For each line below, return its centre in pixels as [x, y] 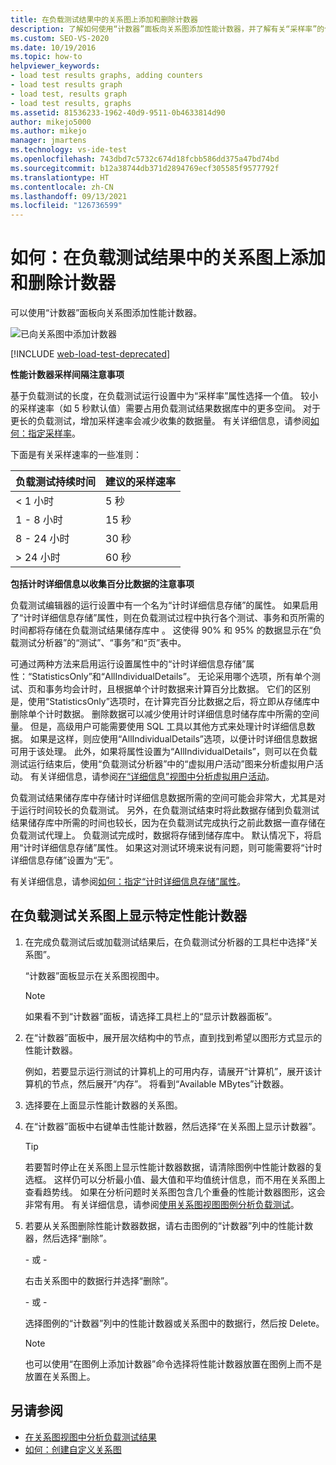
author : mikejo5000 [51, 122]
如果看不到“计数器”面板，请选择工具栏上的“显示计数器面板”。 [151, 1016]
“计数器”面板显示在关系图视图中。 [94, 975]
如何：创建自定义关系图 [73, 1449]
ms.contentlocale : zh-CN [62, 187]
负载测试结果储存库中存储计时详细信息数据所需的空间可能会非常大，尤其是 [163, 798]
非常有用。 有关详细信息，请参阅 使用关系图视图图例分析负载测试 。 [162, 1204]
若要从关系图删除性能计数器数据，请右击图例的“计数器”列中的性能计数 [169, 1225]
